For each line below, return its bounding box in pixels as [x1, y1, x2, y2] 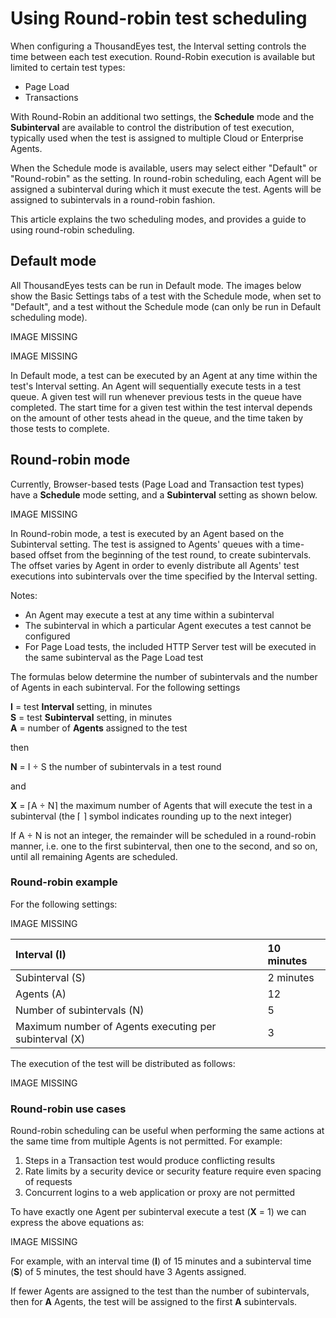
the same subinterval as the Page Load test [24, 651, 204, 663]
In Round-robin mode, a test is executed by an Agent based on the [10, 527, 285, 539]
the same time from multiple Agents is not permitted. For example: [10, 1135, 283, 1147]
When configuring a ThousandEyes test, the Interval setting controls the [10, 40, 307, 52]
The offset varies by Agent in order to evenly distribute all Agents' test [10, 559, 300, 571]
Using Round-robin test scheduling [10, 7, 308, 30]
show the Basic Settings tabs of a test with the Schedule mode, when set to [10, 290, 322, 302]
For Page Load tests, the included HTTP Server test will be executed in [24, 640, 317, 652]
